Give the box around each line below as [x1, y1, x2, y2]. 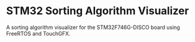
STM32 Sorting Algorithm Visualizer [6, 4, 189, 18]
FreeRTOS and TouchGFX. [6, 30, 71, 37]
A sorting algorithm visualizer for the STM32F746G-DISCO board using [6, 24, 180, 31]
